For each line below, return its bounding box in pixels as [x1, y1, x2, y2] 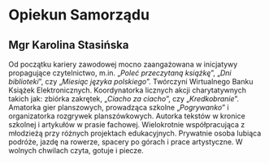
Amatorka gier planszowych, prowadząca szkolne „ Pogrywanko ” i [8, 103, 229, 112]
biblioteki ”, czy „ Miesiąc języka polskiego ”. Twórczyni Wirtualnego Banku [8, 77, 254, 86]
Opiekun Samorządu [8, 6, 150, 24]
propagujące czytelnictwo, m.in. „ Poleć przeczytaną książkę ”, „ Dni [8, 68, 232, 78]
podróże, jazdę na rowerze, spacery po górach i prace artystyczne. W [8, 137, 243, 147]
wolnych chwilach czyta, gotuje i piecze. [8, 146, 144, 155]
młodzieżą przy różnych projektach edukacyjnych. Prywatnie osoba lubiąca [8, 128, 262, 138]
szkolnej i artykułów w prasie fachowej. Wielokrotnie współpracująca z [8, 120, 245, 129]
